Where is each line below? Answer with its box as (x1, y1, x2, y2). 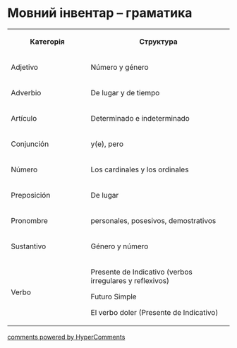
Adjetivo (11, 62, 39, 72)
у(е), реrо (90, 139, 124, 149)
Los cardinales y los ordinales (90, 164, 189, 174)
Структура (139, 37, 178, 47)
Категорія (30, 37, 65, 47)
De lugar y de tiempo (90, 88, 160, 97)
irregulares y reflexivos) (90, 275, 169, 285)
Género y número (90, 241, 149, 251)
